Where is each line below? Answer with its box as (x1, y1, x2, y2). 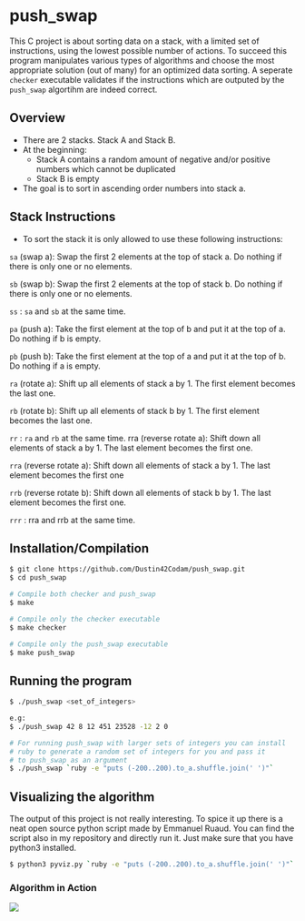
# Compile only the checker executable (9, 614, 161, 623)
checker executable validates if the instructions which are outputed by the (9, 74, 285, 85)
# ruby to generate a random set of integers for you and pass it (9, 747, 266, 756)
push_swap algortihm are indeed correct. (9, 84, 158, 95)
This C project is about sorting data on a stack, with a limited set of (9, 35, 261, 46)
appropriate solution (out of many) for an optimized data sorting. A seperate (9, 65, 293, 76)
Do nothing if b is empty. (9, 333, 102, 344)
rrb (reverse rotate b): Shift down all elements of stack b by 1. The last (9, 487, 271, 498)
